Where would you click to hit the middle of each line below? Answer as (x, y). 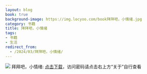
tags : (11, 33)
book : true (17, 14)
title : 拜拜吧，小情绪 (26, 28)
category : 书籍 (20, 24)
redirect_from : (21, 47)
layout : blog (19, 10)
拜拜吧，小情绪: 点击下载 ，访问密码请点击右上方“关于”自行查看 (77, 66)
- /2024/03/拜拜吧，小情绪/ (36, 51)
